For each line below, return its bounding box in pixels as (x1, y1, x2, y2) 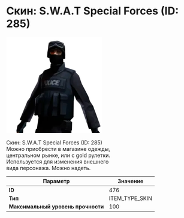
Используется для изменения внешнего (6, 158, 109, 165)
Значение (117, 178, 144, 185)
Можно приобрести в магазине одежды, (6, 145, 110, 152)
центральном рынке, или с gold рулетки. (6, 152, 111, 159)
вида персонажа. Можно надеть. (6, 164, 91, 171)
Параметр (43, 178, 70, 185)
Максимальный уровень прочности (8, 203, 104, 210)
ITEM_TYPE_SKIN (108, 195, 153, 202)
